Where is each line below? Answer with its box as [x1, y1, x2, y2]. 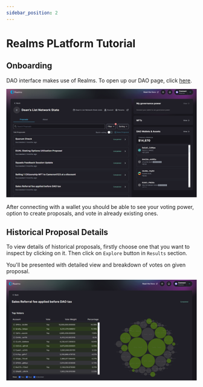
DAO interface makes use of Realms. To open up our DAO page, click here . [6, 76, 192, 84]
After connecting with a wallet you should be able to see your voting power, [6, 203, 195, 210]
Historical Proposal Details [6, 227, 109, 237]
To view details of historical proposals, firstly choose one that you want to [6, 243, 190, 251]
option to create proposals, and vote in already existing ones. [6, 210, 158, 217]
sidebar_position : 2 [6, 10, 59, 16]
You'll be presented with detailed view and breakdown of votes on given [6, 261, 186, 269]
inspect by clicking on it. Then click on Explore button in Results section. [6, 250, 187, 257]
